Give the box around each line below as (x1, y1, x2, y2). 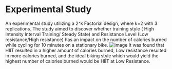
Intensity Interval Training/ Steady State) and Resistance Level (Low (5, 31, 148, 37)
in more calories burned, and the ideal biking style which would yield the (5, 52, 159, 59)
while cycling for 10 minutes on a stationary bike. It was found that (5, 42, 164, 48)
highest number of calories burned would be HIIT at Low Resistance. (5, 58, 150, 64)
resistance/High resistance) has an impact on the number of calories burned (5, 37, 167, 43)
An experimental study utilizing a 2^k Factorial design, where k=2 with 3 (5, 20, 158, 26)
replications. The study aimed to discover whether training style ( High (5, 25, 155, 31)
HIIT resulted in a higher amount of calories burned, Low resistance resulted (5, 47, 167, 53)
